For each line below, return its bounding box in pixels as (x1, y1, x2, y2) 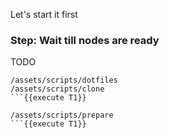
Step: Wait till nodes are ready (10, 33, 160, 47)
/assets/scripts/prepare (10, 110, 114, 121)
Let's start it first (10, 9, 78, 20)
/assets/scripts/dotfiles (10, 75, 118, 86)
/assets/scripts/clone (10, 84, 105, 94)
